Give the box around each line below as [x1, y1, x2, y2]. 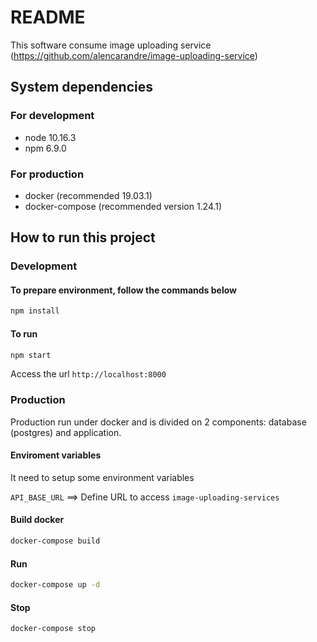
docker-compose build [10, 536, 101, 546]
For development [10, 109, 95, 123]
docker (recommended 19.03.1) [24, 189, 153, 201]
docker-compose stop [10, 624, 97, 634]
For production [10, 167, 85, 181]
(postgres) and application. [10, 426, 122, 438]
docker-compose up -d [10, 580, 101, 590]
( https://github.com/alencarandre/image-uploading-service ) [10, 49, 258, 61]
